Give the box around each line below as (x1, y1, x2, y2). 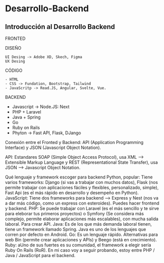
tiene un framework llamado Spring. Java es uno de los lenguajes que (5, 227, 146, 232)
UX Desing (5, 59, 26, 64)
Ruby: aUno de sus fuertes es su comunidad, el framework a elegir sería (5, 242, 151, 248)
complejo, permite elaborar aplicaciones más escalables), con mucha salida (5, 216, 159, 222)
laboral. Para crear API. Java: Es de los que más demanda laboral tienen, (5, 221, 152, 227)
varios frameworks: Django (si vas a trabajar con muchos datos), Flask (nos (5, 179, 158, 185)
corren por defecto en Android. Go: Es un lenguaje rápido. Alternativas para (5, 232, 158, 237)
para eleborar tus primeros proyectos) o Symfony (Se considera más (5, 211, 144, 216)
